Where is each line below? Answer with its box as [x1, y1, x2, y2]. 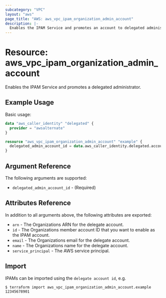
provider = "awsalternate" [9, 125, 65, 131]
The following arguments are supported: [5, 175, 87, 181]
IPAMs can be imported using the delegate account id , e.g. [5, 275, 126, 281]
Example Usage [5, 98, 54, 107]
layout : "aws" [5, 12, 35, 17]
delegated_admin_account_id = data [9, 144, 83, 149]
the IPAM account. [12, 232, 50, 238]
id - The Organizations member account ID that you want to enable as [12, 226, 155, 232]
